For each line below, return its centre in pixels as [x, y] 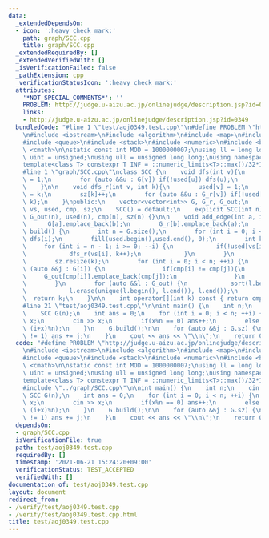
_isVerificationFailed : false [66, 68]
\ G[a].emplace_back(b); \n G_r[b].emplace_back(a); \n [136, 224]
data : [17, 16]
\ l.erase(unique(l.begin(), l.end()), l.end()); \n [130, 291]
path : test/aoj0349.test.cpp [64, 448]
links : [34, 113]
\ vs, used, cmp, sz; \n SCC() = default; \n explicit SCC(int [137, 209]
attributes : [36, 90]
